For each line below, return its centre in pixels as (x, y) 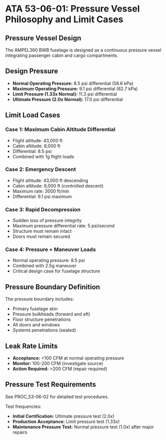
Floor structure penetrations (41, 319)
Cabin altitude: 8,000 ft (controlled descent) (58, 186)
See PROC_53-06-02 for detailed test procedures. (57, 397)
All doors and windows (36, 325)
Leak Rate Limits (31, 346)
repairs (20, 432)
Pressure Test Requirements (51, 384)
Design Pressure (32, 71)
